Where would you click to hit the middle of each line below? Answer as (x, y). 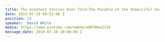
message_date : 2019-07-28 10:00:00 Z (44, 32)
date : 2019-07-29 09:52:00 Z (35, 14)
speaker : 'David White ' (30, 23)
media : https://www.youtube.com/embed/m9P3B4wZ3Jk (58, 28)
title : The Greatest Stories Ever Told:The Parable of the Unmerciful (79, 9)
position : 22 (18, 18)
